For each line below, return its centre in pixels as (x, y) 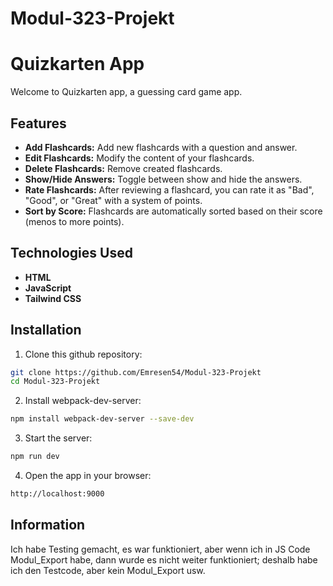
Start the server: (58, 438)
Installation (46, 330)
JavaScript (48, 288)
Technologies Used (71, 253)
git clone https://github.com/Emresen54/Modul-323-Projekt (136, 372)
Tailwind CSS (53, 298)
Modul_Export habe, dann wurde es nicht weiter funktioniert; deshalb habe (164, 559)
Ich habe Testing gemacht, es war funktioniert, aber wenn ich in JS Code (160, 549)
